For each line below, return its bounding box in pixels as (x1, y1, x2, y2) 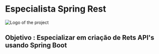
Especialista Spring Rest (5, 3, 106, 15)
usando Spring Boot (5, 41, 67, 50)
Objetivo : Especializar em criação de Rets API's (5, 34, 155, 42)
